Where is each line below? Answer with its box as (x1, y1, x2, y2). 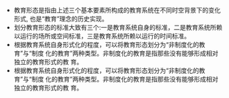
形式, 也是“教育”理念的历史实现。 (13, 14, 109, 23)
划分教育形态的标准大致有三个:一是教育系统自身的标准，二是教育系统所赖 (13, 23, 223, 31)
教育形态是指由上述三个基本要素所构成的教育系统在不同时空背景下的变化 (13, 6, 221, 14)
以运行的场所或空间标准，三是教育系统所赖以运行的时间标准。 (13, 32, 191, 40)
